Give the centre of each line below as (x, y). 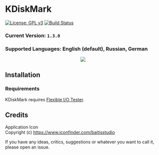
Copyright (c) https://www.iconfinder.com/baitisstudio (60, 132)
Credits (17, 115)
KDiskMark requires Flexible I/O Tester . (45, 99)
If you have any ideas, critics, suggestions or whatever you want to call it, (80, 142)
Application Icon (22, 127)
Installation (23, 75)
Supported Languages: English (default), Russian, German (77, 49)
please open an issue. (27, 147)
